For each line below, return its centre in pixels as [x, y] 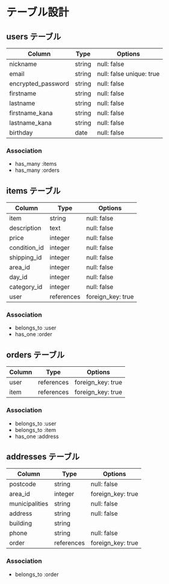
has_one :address [37, 436]
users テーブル [34, 36]
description [25, 228]
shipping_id [26, 258]
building [20, 524]
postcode [23, 484]
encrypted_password [39, 84]
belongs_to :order [37, 574]
